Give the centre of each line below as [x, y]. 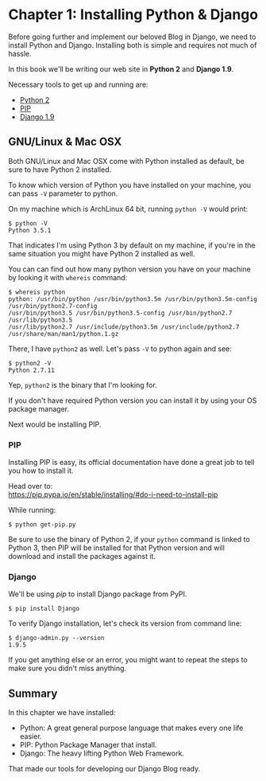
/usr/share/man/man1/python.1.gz [64, 334]
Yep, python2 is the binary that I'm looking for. [83, 385]
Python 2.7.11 [32, 370]
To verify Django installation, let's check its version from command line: [125, 623]
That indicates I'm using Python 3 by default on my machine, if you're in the [132, 245]
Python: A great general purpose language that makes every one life [131, 728]
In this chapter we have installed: [62, 713]
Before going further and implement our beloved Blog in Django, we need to [132, 37]
